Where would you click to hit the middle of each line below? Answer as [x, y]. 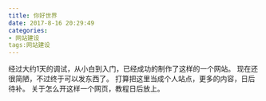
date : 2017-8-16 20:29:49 [51, 23]
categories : [28, 30]
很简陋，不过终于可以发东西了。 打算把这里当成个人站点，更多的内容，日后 [132, 79]
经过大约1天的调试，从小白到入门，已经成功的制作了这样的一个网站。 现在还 [133, 69]
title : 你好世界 [33, 16]
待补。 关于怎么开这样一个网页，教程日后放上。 [86, 89]
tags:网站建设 [29, 45]
